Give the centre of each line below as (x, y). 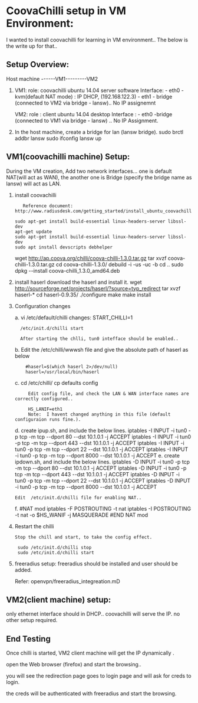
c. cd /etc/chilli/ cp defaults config (56, 382)
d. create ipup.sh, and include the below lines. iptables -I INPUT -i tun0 (101, 430)
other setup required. (32, 620)
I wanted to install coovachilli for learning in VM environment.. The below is (97, 40)
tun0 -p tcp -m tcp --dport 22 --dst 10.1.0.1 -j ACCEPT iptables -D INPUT (103, 480)
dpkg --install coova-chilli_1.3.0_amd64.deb (67, 270)
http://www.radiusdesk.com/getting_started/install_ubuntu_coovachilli (104, 211)
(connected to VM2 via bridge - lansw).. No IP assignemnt (85, 103)
